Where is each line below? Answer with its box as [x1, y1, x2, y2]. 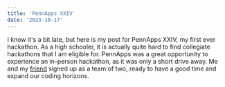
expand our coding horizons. [7, 71, 89, 79]
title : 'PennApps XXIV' [7, 10, 76, 17]
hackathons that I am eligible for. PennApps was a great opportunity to [7, 49, 208, 58]
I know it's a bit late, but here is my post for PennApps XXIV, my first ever [7, 35, 216, 43]
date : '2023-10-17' [7, 16, 64, 23]
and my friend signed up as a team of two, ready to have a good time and [7, 64, 217, 73]
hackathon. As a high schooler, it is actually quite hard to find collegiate [7, 42, 211, 51]
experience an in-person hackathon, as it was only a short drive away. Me [7, 57, 218, 65]
